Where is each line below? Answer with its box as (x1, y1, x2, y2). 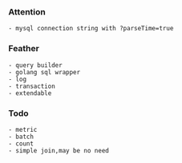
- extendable (8, 89, 52, 97)
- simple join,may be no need (8, 146, 110, 154)
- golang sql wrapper (8, 68, 81, 76)
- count (8, 139, 34, 148)
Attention (8, 6, 46, 18)
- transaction (8, 82, 56, 90)
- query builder (8, 61, 63, 70)
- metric (8, 125, 38, 133)
